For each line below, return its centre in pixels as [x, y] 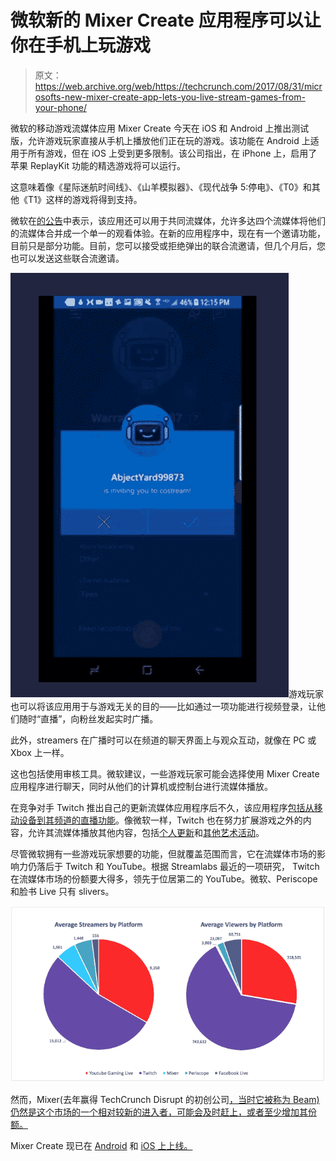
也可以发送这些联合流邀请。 [67, 258]
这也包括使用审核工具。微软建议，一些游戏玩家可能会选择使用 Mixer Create [165, 773]
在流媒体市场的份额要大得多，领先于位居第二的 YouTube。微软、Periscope [164, 878]
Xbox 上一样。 [40, 752]
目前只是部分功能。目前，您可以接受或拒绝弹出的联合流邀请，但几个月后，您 [168, 245]
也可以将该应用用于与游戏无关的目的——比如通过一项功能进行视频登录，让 [163, 706]
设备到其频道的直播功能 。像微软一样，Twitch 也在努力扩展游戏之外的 [160, 820]
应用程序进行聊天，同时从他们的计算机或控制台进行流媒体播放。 [141, 786]
